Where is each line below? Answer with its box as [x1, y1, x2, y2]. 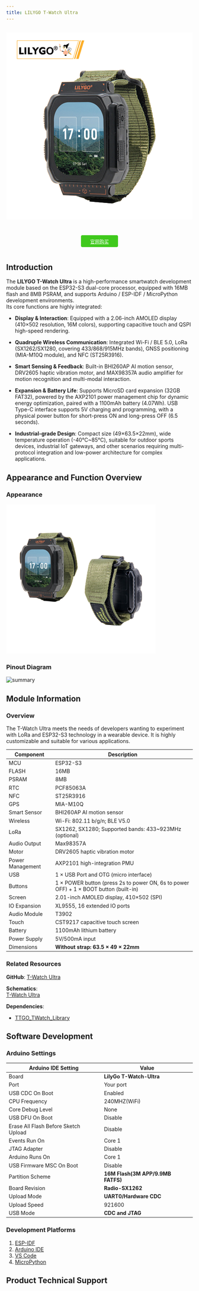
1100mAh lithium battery [55, 927, 117, 934]
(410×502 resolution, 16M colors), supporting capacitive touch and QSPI [14, 321, 191, 328]
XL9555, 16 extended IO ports [55, 902, 130, 909]
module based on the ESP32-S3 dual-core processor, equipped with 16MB [6, 284, 188, 291]
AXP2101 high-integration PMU [55, 859, 134, 867]
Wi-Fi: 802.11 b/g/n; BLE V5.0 [55, 817, 130, 824]
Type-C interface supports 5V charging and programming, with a [14, 406, 174, 413]
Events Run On [8, 1137, 45, 1144]
